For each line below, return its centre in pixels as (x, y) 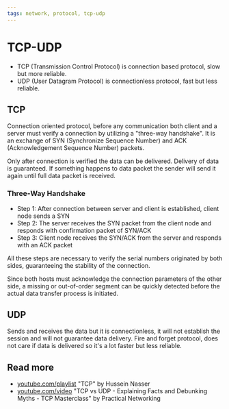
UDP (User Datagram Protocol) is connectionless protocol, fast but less (117, 81)
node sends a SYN (43, 216)
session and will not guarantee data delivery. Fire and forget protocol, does (113, 338)
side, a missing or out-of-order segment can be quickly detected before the (113, 286)
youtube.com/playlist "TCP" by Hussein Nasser (83, 384)
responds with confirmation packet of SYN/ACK (84, 230)
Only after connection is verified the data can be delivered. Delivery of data (113, 161)
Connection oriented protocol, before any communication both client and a (112, 126)
